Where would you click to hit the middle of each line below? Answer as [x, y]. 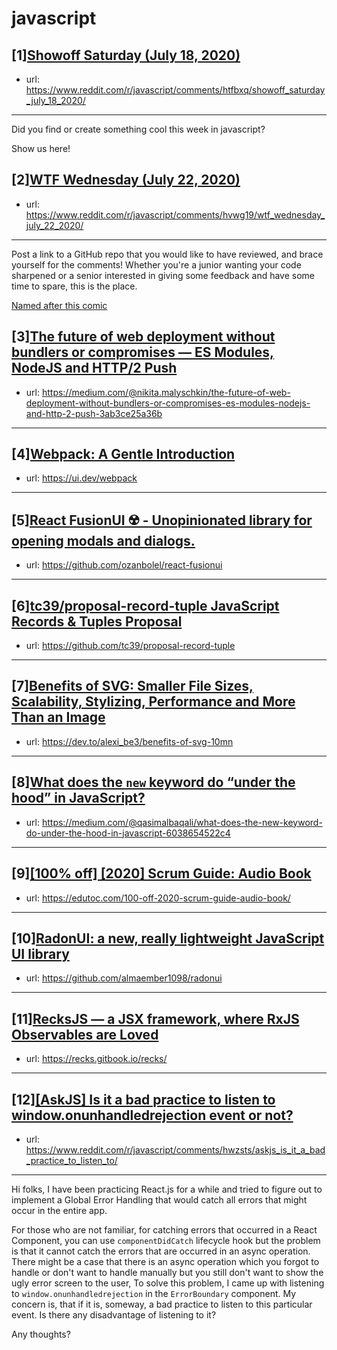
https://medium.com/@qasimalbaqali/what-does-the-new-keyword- [182, 822]
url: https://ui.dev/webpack [81, 478]
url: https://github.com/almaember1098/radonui [124, 978]
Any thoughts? [41, 1334]
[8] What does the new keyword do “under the [153, 782]
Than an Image [58, 717]
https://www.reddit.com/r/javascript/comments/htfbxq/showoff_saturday [175, 90]
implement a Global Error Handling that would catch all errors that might [159, 1199]
